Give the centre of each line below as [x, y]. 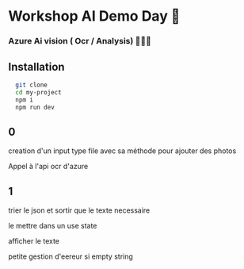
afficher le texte [34, 241]
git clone [31, 85]
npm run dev [35, 107]
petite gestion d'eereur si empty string [71, 256]
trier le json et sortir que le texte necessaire [79, 210]
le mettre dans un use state [53, 226]
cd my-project [38, 92]
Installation [36, 67]
